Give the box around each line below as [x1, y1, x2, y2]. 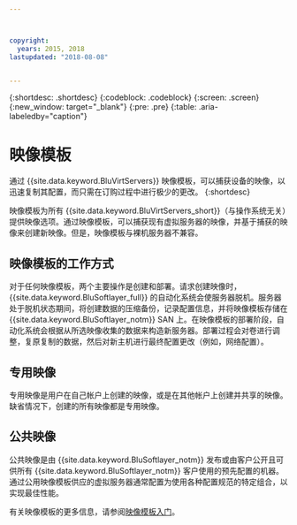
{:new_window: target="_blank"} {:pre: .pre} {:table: [9, 102, 197, 112]
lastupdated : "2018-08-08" [9, 52, 109, 62]
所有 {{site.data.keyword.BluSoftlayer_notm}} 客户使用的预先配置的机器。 [16, 465, 285, 476]
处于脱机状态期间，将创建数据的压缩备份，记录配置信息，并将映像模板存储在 [9, 303, 288, 314]
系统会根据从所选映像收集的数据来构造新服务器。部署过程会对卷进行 [24, 325, 272, 336]
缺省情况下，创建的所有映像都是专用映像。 [9, 400, 164, 411]
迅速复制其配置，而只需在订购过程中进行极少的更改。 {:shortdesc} [9, 186, 251, 197]
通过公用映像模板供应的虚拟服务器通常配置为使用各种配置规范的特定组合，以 [9, 476, 288, 487]
